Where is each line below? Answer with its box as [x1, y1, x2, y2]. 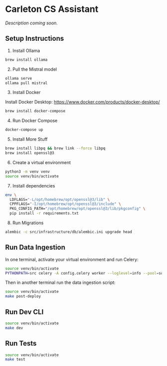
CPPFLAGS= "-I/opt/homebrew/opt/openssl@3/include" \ [9, 201, 121, 207]
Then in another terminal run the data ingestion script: [5, 279, 116, 285]
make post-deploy [5, 294, 41, 299]
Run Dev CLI [5, 307, 44, 316]
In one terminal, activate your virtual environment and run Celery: [5, 256, 139, 262]
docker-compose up [5, 127, 43, 132]
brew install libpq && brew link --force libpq [5, 146, 106, 151]
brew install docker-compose [5, 108, 66, 114]
